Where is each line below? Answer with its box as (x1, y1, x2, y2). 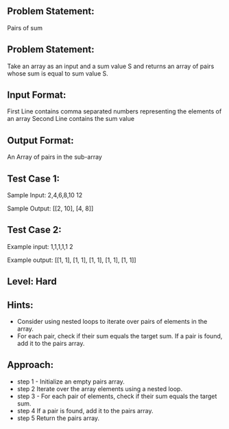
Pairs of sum (7, 23, 43, 32)
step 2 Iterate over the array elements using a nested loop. (16, 384, 183, 393)
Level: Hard (7, 276, 57, 287)
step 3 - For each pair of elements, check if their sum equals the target (16, 392, 217, 400)
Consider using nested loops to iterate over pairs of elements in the (16, 318, 208, 326)
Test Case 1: (7, 173, 60, 184)
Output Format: (7, 134, 74, 146)
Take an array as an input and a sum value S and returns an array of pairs (7, 62, 215, 70)
